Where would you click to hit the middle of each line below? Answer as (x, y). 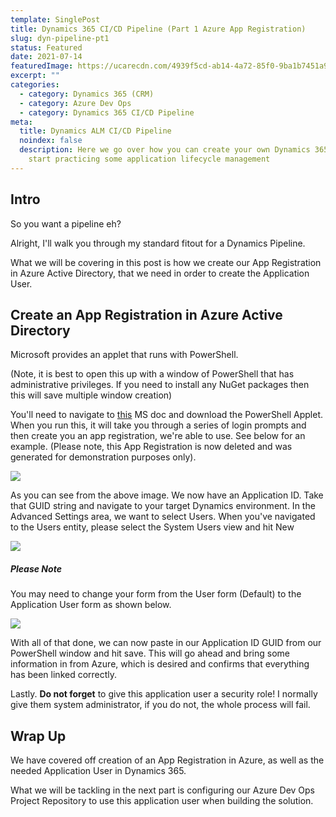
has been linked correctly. (64, 675)
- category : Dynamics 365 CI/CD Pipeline (107, 112)
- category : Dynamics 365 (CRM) (87, 94)
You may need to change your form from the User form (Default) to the (156, 594)
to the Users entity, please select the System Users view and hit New (152, 527)
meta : (21, 122)
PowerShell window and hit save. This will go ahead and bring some (150, 653)
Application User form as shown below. (91, 605)
